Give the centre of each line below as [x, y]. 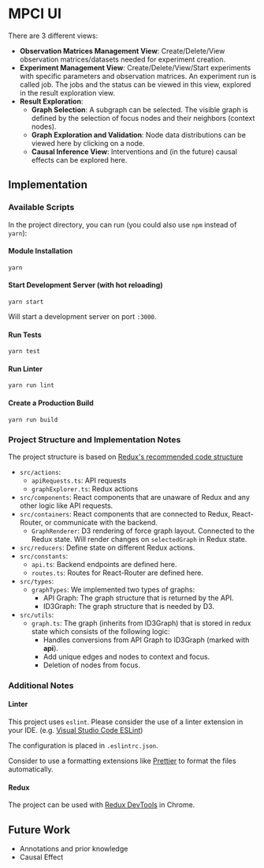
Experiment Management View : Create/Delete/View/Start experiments [135, 67]
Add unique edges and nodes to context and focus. [126, 656]
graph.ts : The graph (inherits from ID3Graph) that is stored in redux [141, 623]
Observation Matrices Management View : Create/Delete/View [122, 51]
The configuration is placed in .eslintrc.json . [84, 746]
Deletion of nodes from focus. [91, 665]
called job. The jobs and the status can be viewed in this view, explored [135, 85]
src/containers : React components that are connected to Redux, [125, 513]
